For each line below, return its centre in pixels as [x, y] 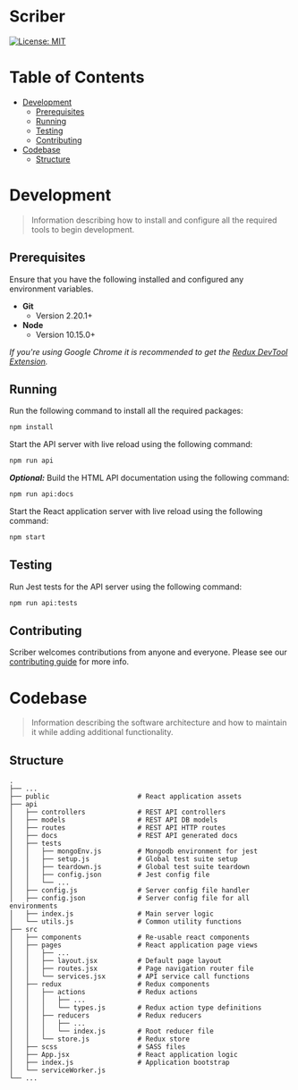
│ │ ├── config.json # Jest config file [110, 875]
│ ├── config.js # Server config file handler [130, 891]
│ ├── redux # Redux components [110, 984]
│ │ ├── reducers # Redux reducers [106, 1016]
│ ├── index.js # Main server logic [112, 914]
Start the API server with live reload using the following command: [131, 444]
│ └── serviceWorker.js [57, 1070]
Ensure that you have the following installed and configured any [127, 279]
